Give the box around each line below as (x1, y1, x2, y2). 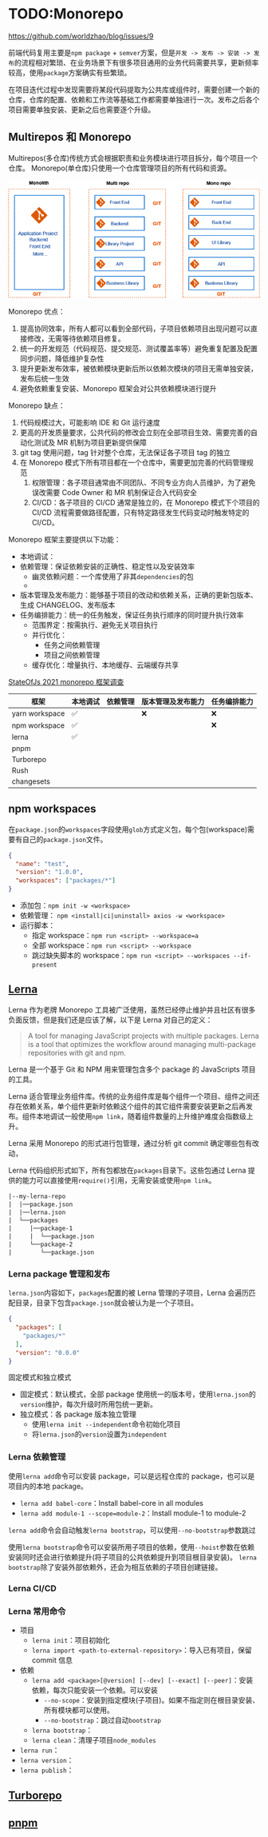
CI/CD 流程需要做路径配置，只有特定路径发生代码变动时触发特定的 (31, 508, 250, 517)
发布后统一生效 (19, 373, 69, 384)
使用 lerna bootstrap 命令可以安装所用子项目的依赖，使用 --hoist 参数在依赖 (8, 1542, 255, 1551)
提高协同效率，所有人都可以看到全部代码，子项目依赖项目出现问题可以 (19, 324, 251, 333)
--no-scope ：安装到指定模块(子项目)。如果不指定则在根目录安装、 (43, 1695, 260, 1704)
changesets (11, 777, 50, 786)
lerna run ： (19, 1745, 60, 1755)
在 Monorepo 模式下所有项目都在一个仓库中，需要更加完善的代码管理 (19, 457, 247, 468)
